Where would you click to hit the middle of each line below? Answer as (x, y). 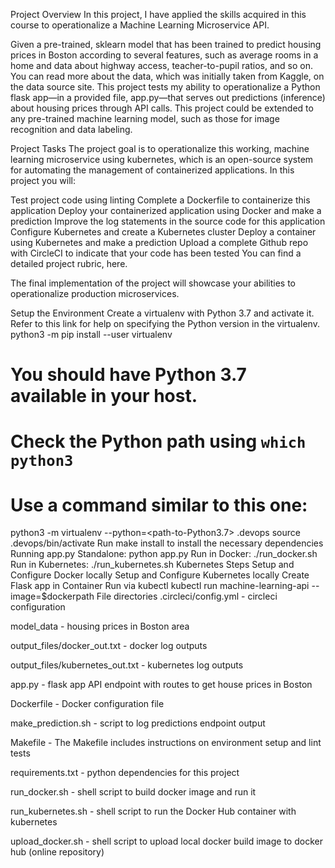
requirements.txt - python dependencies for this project (125, 773)
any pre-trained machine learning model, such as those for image (145, 118)
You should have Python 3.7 (128, 375)
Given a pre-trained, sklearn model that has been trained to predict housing (166, 44)
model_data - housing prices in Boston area (100, 626)
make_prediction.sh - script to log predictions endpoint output (138, 723)
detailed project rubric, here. (69, 263)
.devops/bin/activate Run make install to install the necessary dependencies (167, 543)
